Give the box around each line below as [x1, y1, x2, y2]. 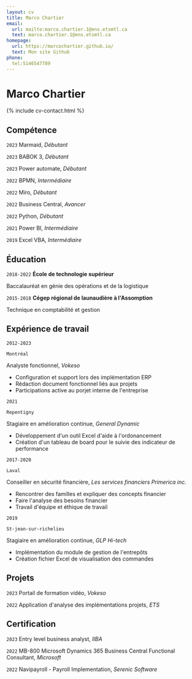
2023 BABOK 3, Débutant [6, 153, 69, 160]
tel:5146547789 [12, 60, 51, 66]
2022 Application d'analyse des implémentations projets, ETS [6, 601, 160, 608]
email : [6, 20, 23, 26]
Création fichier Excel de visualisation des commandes [15, 555, 154, 562]
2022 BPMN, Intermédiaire [6, 177, 72, 184]
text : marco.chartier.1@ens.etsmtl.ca [12, 32, 112, 38]
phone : [6, 55, 23, 61]
